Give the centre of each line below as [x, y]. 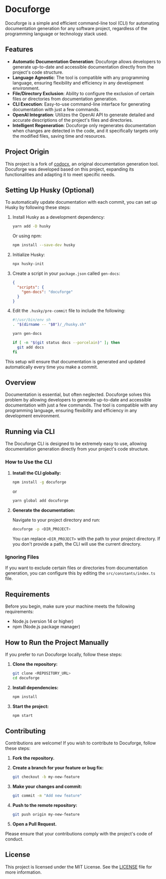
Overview [21, 383]
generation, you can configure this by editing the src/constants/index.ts [80, 573]
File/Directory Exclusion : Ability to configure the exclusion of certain [83, 93]
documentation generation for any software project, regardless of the [76, 28]
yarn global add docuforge [40, 501]
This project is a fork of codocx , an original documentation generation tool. [82, 164]
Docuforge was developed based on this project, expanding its [70, 169]
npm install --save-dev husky [44, 245]
